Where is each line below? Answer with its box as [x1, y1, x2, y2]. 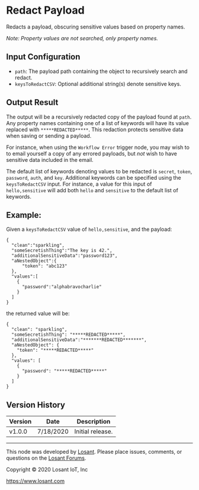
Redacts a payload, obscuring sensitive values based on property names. [6, 23, 185, 30]
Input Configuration [6, 52, 81, 62]
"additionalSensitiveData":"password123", [11, 253, 118, 259]
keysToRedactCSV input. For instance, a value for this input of [6, 180, 152, 187]
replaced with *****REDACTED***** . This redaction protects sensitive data [6, 126, 184, 133]
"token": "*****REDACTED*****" [17, 348, 94, 354]
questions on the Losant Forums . [6, 454, 86, 462]
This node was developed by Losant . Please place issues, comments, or [6, 448, 182, 456]
